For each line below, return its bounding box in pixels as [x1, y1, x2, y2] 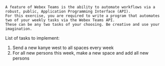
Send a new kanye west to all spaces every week [12, 45, 114, 51]
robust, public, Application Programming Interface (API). [5, 9, 131, 14]
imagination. [5, 26, 32, 31]
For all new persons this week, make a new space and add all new [12, 50, 149, 56]
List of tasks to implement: [5, 35, 60, 41]
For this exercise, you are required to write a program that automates [5, 13, 160, 18]
